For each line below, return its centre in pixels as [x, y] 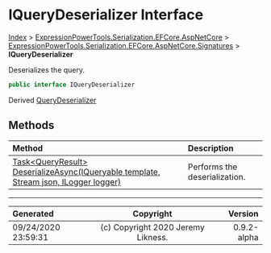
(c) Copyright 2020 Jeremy [152, 227]
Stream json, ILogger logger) [67, 181]
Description [211, 148]
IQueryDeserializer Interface [106, 15]
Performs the [213, 167]
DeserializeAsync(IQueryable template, [86, 172]
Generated [33, 214]
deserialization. [217, 176]
